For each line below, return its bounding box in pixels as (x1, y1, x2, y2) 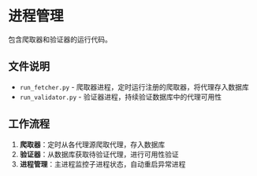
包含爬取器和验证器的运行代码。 (8, 35, 112, 44)
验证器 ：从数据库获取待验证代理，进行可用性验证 (19, 149, 179, 159)
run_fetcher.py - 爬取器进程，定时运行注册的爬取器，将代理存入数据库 (19, 82, 250, 91)
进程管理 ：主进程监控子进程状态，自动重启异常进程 (19, 159, 186, 169)
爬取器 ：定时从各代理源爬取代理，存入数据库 (19, 139, 166, 149)
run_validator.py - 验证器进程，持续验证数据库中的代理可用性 (19, 92, 222, 101)
